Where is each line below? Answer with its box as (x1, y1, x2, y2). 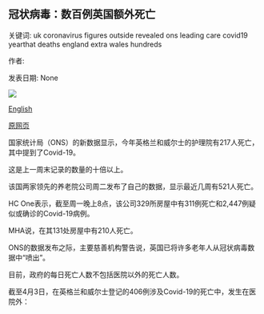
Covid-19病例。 (42, 208, 94, 218)
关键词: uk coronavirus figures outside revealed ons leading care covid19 (8, 30, 248, 40)
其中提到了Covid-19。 (8, 147, 80, 157)
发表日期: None (8, 73, 58, 83)
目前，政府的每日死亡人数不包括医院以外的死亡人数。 (8, 269, 184, 279)
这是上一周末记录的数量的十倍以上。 (8, 164, 128, 174)
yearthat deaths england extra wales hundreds (8, 39, 162, 49)
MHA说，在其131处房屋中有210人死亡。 (8, 225, 138, 235)
